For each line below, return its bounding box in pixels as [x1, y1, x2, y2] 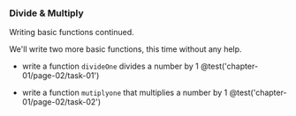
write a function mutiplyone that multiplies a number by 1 [21, 87, 228, 98]
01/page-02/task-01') [21, 70, 100, 81]
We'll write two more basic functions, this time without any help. [9, 44, 242, 54]
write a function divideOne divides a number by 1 [21, 61, 199, 72]
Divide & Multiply [9, 7, 84, 19]
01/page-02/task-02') [21, 97, 102, 107]
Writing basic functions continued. [9, 27, 134, 38]
